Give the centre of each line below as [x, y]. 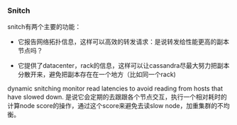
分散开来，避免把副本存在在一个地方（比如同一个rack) [97, 75]
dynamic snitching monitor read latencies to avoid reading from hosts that [115, 89]
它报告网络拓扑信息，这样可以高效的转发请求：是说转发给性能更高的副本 [123, 42]
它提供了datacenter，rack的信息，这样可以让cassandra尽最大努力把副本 [123, 66]
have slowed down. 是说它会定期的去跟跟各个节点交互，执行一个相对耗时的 [117, 97]
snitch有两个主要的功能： [44, 27]
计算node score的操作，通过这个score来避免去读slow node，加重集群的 [112, 106]
